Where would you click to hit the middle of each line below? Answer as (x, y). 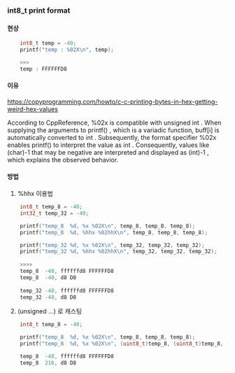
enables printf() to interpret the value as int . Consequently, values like (108, 145)
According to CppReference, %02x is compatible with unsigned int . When (114, 122)
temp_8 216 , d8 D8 (48, 363)
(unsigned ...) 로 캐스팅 (50, 311)
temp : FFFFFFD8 (44, 69)
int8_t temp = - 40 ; (48, 43)
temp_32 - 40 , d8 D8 (48, 297)
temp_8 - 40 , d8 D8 (48, 277)
